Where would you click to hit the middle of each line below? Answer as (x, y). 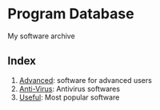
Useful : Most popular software (69, 97)
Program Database (71, 14)
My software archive (41, 36)
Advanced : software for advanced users (86, 80)
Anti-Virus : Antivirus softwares (70, 88)
